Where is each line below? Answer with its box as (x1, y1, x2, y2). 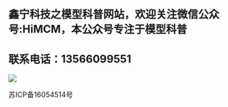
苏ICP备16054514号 (8, 90, 74, 100)
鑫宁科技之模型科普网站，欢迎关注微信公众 (8, 7, 219, 22)
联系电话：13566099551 (8, 52, 132, 65)
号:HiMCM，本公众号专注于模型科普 (8, 22, 188, 36)
